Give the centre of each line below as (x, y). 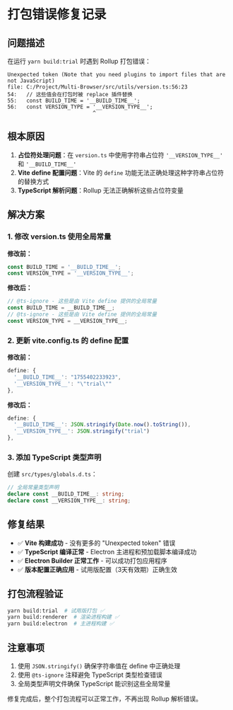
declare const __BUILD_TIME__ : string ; (66, 494)
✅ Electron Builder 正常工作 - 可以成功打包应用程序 (92, 561)
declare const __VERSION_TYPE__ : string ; (69, 501)
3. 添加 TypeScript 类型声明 (54, 457)
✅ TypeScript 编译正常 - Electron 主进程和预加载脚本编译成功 (107, 551)
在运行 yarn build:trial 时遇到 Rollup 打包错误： (79, 61)
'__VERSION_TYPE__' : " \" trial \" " (63, 384)
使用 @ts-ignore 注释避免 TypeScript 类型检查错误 (90, 675)
